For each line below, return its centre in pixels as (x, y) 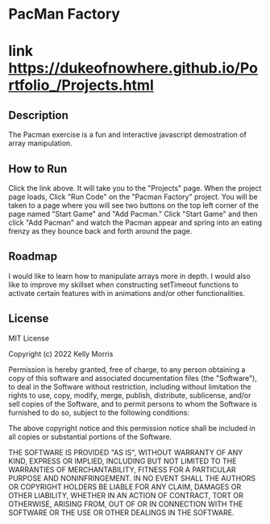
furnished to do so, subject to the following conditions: (99, 412)
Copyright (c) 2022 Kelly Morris (61, 353)
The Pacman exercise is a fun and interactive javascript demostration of (128, 135)
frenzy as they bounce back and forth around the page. (100, 231)
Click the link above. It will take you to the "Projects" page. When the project (135, 188)
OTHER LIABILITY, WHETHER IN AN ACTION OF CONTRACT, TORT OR (126, 495)
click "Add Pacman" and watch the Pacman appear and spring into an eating (135, 222)
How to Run (38, 169)
